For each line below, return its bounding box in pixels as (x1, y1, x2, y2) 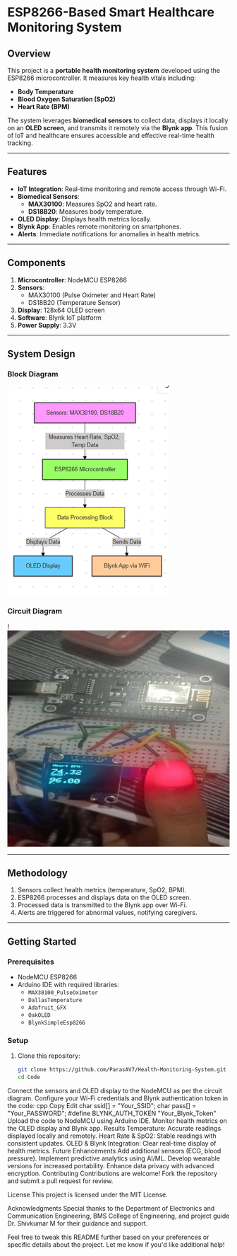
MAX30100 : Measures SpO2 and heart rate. (28, 200, 157, 208)
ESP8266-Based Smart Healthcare (7, 4, 215, 21)
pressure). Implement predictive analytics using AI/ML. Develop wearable (7, 1154, 221, 1163)
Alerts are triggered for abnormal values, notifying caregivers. (17, 909, 197, 917)
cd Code (17, 1073, 40, 1081)
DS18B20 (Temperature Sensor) (28, 298, 121, 306)
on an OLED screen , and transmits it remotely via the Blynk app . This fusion (7, 124, 228, 132)
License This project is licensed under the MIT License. (7, 1190, 168, 1199)
